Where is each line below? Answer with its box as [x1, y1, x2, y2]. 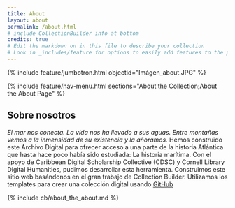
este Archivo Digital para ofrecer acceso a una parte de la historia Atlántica [7, 142, 224, 151]
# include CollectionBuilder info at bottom [7, 29, 139, 37]
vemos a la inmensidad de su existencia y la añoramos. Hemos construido [7, 135, 222, 144]
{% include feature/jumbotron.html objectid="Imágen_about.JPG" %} [7, 68, 206, 77]
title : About [7, 10, 45, 17]
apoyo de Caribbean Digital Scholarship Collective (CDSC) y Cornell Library [7, 158, 225, 166]
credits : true [7, 36, 49, 43]
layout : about [7, 17, 49, 24]
